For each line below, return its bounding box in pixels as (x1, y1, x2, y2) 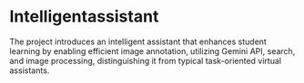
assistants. (9, 65, 50, 76)
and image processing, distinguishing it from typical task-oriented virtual (9, 55, 282, 66)
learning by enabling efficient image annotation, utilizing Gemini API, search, (9, 45, 296, 56)
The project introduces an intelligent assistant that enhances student (9, 36, 267, 47)
